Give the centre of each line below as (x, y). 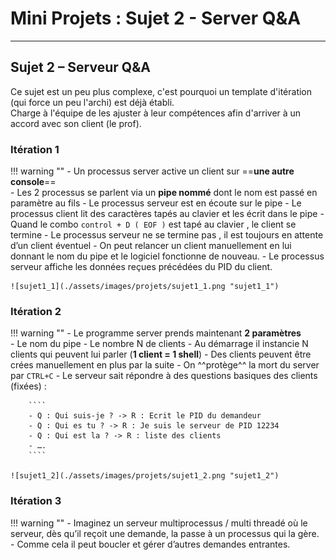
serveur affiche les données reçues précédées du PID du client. (141, 267)
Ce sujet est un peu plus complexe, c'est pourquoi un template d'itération (161, 91)
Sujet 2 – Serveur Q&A (80, 67)
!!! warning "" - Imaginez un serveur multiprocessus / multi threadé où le (159, 523)
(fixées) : (28, 386)
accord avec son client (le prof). (76, 123)
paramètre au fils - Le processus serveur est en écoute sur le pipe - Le (156, 203)
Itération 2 (36, 311)
